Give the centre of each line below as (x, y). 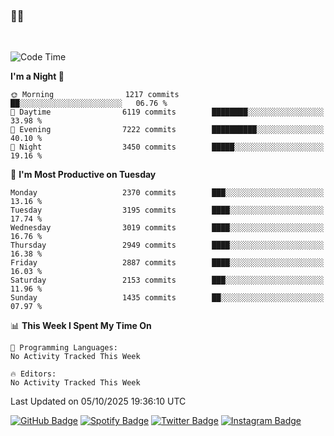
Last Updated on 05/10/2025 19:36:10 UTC (98, 401)
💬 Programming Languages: (64, 348)
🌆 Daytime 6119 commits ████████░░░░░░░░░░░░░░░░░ (167, 112)
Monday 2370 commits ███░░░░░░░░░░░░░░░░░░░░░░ (167, 193)
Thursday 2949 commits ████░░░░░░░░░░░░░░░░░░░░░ (167, 245)
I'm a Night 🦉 (37, 76)
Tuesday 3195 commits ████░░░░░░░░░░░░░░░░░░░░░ (167, 210)
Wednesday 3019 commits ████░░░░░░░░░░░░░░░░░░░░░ (167, 228)
